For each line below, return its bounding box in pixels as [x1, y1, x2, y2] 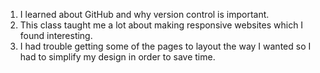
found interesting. [19, 30, 93, 41]
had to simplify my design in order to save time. [19, 51, 216, 63]
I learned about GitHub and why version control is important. [19, 9, 270, 20]
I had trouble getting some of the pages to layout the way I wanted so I [19, 40, 312, 52]
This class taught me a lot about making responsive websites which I [19, 19, 304, 31]
